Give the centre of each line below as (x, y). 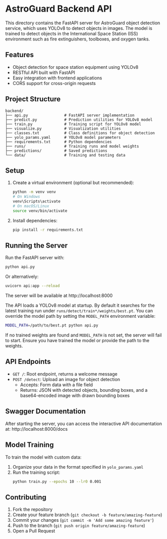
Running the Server (36, 246)
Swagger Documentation (46, 411)
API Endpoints (28, 362)
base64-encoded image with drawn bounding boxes (75, 395)
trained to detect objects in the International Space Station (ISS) (72, 33)
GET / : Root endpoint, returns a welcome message (65, 374)
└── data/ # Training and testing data (65, 155)
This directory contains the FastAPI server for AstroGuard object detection (83, 23)
